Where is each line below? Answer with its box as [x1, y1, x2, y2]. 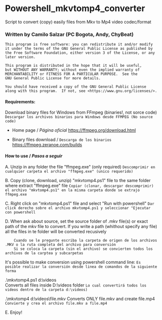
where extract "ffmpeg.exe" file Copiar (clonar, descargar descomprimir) [5, 183, 154, 188]
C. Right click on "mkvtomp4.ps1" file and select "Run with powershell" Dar [5, 200, 154, 206]
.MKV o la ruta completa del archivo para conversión [5, 242, 116, 247]
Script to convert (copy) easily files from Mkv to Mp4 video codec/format [5, 19, 151, 25]
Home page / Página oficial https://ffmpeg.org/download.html [12, 127, 136, 133]
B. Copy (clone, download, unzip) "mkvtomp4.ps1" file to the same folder [5, 177, 151, 183]
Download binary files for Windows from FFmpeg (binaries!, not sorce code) [5, 109, 157, 115]
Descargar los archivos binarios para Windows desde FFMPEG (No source [5, 115, 153, 120]
